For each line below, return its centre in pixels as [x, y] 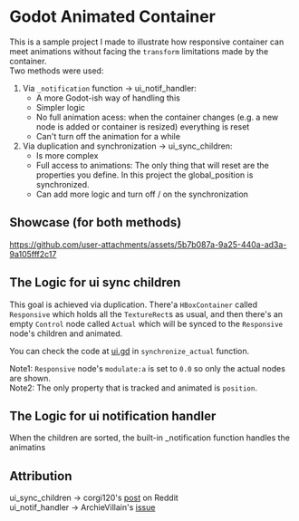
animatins [28, 448]
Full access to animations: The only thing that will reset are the [153, 165]
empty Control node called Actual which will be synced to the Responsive [146, 323]
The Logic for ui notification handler [113, 415]
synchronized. [63, 184]
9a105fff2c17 [33, 254]
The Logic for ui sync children [95, 283]
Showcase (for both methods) [96, 222]
